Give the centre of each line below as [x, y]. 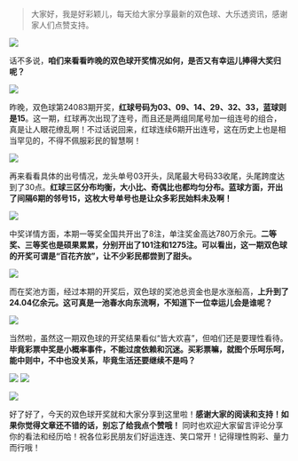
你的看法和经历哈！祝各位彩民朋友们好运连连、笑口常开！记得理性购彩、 [141, 436]
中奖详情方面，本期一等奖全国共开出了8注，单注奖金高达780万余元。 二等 [143, 234]
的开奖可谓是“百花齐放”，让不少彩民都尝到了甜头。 [103, 256]
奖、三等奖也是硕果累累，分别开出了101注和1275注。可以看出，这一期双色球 [149, 245]
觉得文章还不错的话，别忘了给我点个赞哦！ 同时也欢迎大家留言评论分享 [154, 425]
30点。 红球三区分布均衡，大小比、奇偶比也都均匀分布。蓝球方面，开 [150, 187]
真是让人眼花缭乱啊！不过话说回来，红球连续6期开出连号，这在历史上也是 [144, 129]
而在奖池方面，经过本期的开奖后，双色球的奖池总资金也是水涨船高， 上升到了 [149, 291]
